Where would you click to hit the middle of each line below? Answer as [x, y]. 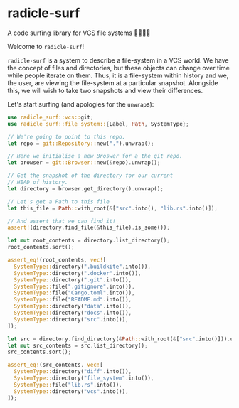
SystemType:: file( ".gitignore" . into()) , [74, 286]
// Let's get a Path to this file [59, 202]
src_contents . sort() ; [39, 352]
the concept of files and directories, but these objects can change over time [118, 68]
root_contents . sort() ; [41, 247]
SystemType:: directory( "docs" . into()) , [73, 313]
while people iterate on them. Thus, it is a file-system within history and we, [118, 75]
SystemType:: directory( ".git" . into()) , [73, 280]
